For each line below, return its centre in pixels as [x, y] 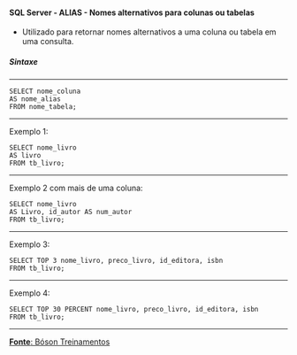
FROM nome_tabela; [43, 107]
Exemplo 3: [30, 244]
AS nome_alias [35, 99]
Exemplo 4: [30, 293]
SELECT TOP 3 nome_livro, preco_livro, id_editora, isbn [116, 261]
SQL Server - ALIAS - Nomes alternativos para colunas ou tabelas [132, 12]
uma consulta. [48, 42]
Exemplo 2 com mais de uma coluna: [76, 188]
